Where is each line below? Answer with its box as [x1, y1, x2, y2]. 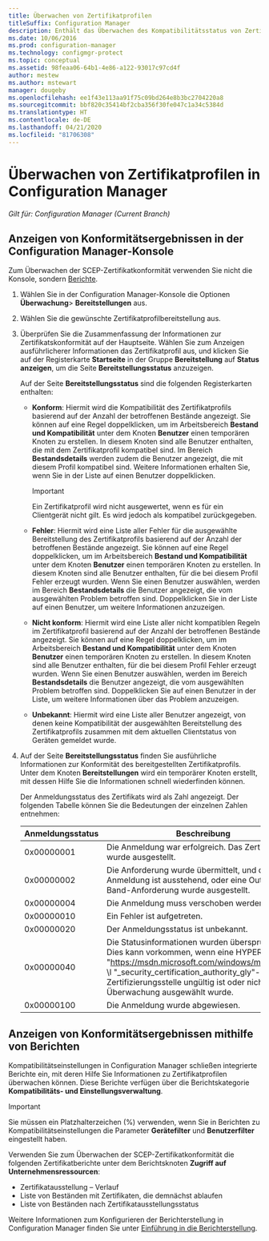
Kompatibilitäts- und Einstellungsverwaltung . [8, 1086, 163, 1096]
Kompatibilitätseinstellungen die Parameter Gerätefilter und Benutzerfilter [8, 1126, 255, 1135]
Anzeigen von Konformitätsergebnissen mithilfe [8, 1026, 254, 1041]
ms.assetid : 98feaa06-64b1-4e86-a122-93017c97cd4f [8, 64, 181, 72]
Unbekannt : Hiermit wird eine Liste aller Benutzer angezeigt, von [31, 710, 247, 720]
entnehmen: [19, 809, 60, 819]
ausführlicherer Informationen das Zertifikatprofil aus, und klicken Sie [19, 346, 250, 356]
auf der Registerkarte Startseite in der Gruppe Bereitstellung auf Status [19, 355, 260, 364]
